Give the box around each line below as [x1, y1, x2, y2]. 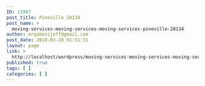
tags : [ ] [6, 65, 32, 71]
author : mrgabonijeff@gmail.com [6, 31, 88, 38]
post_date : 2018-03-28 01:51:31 [6, 37, 88, 43]
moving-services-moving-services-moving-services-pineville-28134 [12, 25, 184, 32]
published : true [6, 59, 48, 65]
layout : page [6, 43, 40, 49]
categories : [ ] [6, 71, 48, 77]
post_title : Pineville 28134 [6, 15, 81, 21]
